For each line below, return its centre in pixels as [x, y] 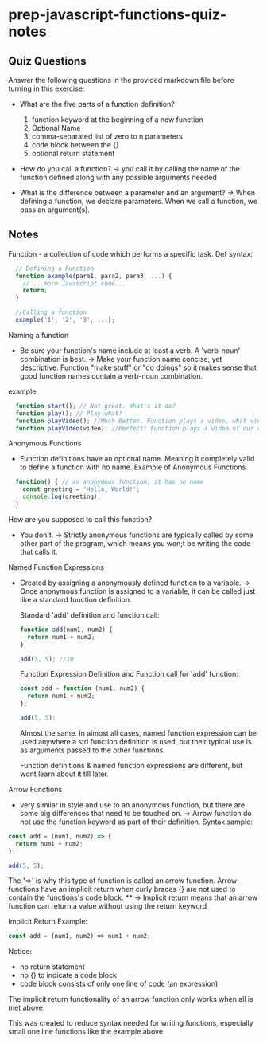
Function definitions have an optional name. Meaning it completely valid [137, 459]
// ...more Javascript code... [74, 283]
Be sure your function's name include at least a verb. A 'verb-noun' [130, 350]
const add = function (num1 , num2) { [82, 689]
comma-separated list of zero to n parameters [107, 136]
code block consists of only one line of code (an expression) [119, 984]
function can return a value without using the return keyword [108, 906]
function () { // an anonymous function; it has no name [110, 482]
